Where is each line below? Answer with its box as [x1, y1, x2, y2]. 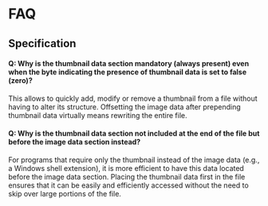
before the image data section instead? [8, 137, 141, 147]
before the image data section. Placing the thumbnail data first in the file [8, 172, 246, 181]
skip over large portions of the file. [8, 188, 122, 198]
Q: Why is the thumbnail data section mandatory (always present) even [8, 59, 250, 69]
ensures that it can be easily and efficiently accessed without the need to [8, 180, 249, 190]
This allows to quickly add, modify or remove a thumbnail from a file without [8, 93, 258, 103]
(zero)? [8, 76, 33, 85]
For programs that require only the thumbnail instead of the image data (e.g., [8, 155, 260, 164]
